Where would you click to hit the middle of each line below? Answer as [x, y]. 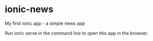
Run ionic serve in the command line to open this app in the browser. [76, 33]
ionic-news [29, 9]
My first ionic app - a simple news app [45, 23]
